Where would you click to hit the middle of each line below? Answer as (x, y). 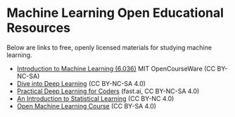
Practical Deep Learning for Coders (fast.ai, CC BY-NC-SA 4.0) (108, 91)
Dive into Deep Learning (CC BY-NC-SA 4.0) (81, 83)
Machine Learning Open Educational (115, 13)
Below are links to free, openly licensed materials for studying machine (109, 47)
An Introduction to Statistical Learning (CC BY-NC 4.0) (95, 98)
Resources (39, 28)
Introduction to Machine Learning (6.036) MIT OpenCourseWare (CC (116, 68)
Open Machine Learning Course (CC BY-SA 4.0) (86, 106)
